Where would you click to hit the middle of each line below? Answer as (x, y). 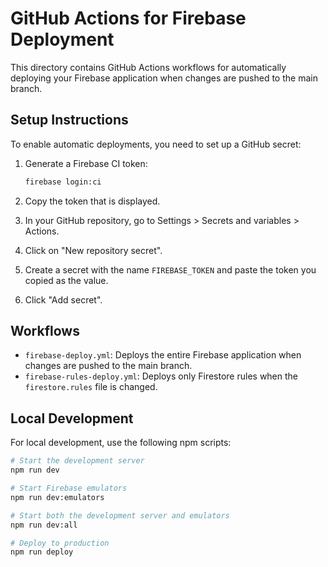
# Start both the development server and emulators (120, 515)
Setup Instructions (69, 120)
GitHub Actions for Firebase (128, 18)
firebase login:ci (63, 182)
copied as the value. (66, 280)
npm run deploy (42, 552)
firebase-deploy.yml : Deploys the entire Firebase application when (163, 355)
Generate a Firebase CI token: (86, 163)
